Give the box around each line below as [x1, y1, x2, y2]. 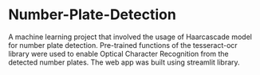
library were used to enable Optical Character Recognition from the [8, 49, 229, 58]
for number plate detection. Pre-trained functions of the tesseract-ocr [8, 40, 238, 49]
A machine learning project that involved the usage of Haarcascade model [8, 32, 253, 41]
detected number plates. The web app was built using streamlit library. [8, 57, 241, 67]
